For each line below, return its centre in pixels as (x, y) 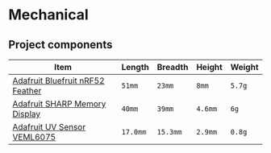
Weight (244, 67)
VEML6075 (34, 137)
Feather (27, 91)
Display (27, 114)
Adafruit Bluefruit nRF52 (58, 81)
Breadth (173, 67)
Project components (60, 45)
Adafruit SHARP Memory (59, 104)
